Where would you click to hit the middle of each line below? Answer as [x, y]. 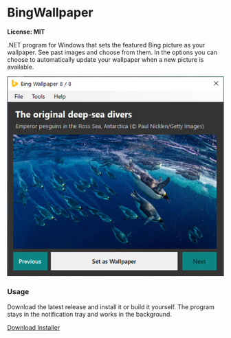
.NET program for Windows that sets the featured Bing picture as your [106, 45]
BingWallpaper [51, 13]
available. [21, 67]
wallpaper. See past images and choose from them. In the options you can [112, 52]
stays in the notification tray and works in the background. [89, 314]
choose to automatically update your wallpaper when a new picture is [106, 59]
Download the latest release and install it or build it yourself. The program [111, 306]
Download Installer [34, 327]
